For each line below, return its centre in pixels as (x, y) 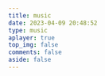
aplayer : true (32, 38)
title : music (30, 15)
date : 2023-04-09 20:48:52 (53, 23)
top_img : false (33, 45)
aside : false (30, 60)
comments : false (35, 52)
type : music (28, 30)
